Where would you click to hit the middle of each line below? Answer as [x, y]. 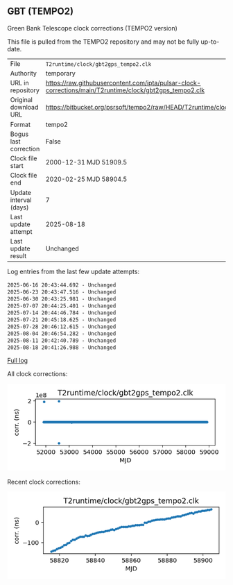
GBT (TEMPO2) [41, 11]
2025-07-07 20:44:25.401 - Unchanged [62, 306]
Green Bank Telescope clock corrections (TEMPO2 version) [93, 28]
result [18, 256]
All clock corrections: [37, 373]
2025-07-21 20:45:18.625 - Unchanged [62, 320]
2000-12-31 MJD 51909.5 [86, 162]
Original [21, 100]
